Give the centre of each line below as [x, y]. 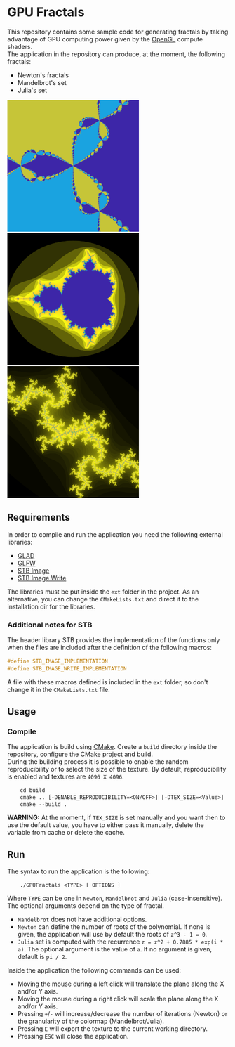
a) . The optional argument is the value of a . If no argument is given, [115, 949]
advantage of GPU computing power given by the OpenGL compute [105, 39]
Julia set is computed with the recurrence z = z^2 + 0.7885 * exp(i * [120, 942]
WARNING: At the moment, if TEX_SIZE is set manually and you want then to [116, 818]
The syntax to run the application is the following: [79, 871]
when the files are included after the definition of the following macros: [110, 648]
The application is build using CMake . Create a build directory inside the [112, 747]
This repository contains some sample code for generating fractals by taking [118, 32]
